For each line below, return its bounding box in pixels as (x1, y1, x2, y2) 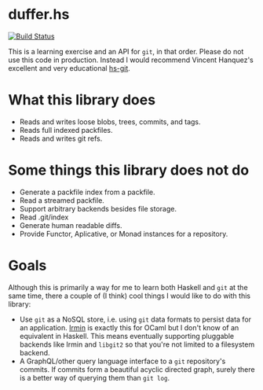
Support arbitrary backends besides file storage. (19, 204, 177, 213)
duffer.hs (8, 6, 70, 24)
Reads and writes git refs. (19, 134, 103, 143)
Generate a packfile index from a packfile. (19, 187, 155, 197)
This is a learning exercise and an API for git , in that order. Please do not (8, 46, 244, 56)
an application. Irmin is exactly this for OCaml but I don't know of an (19, 322, 239, 332)
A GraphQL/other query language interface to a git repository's (19, 356, 226, 366)
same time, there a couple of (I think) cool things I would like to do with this (8, 291, 251, 300)
